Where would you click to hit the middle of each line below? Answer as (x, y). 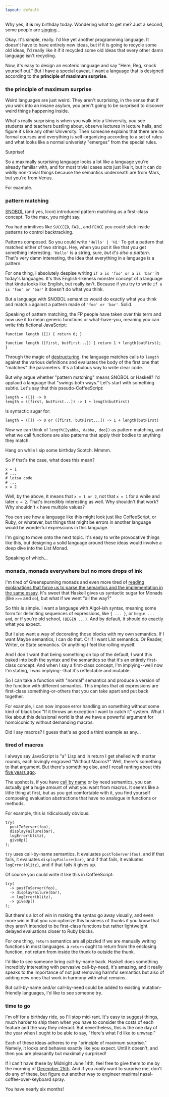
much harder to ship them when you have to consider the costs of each (79, 1022)
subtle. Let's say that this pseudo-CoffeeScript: (54, 388)
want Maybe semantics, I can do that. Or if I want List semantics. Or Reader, (84, 639)
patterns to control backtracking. (39, 232)
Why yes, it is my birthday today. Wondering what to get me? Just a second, (84, 24)
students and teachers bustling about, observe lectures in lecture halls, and (84, 126)
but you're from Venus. (29, 178)
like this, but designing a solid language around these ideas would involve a (84, 543)
